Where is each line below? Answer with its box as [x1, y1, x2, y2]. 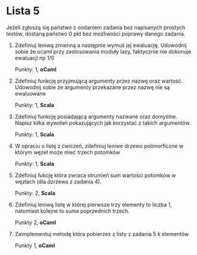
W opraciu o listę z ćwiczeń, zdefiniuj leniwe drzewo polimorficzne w [14, 142, 184, 149]
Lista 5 [6, 4, 40, 18]
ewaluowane [14, 90, 46, 97]
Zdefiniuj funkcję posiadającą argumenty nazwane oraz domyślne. [14, 113, 178, 120]
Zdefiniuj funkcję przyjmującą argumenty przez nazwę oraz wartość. [14, 77, 183, 84]
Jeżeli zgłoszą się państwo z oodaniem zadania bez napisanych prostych [6, 24, 186, 31]
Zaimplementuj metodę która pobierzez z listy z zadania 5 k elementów [14, 230, 189, 237]
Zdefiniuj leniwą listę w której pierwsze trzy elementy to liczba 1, [14, 201, 172, 208]
